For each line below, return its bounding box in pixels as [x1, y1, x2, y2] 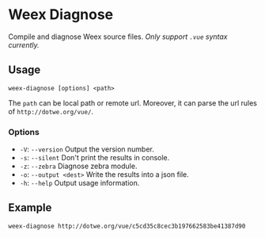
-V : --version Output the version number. [19, 144, 154, 154]
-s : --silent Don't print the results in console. [19, 153, 170, 163]
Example [8, 201, 52, 215]
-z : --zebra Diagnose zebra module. [19, 161, 138, 171]
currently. [8, 40, 40, 49]
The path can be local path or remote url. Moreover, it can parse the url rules [8, 98, 257, 108]
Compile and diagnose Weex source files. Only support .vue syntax [8, 32, 228, 41]
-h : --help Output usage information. [19, 178, 140, 188]
